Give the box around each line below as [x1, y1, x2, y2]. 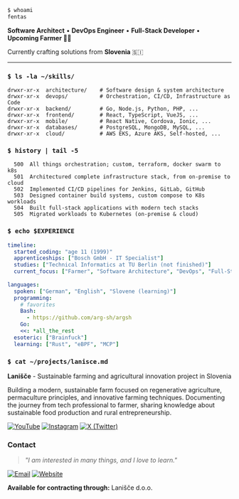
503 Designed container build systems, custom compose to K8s [14, 192, 205, 199]
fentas [7, 13, 27, 21]
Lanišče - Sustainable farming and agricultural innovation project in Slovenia [7, 372, 232, 380]
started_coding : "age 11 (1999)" [14, 248, 113, 255]
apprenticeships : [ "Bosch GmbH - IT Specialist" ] [14, 254, 164, 262]
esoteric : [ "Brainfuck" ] [14, 334, 87, 341]
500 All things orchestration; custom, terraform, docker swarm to [14, 161, 221, 168]
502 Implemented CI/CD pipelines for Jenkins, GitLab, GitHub [14, 186, 205, 193]
